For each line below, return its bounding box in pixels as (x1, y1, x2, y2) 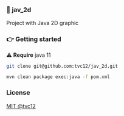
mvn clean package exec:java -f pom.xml (6, 74, 111, 80)
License (6, 89, 30, 97)
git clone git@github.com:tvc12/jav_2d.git (6, 63, 119, 69)
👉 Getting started (6, 35, 62, 43)
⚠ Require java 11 (6, 51, 51, 59)
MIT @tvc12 (6, 102, 36, 109)
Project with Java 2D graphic (6, 20, 79, 27)
